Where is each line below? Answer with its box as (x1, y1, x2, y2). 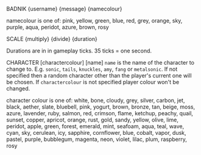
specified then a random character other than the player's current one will (6, 72, 192, 79)
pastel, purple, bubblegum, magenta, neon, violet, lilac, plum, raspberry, (6, 135, 188, 143)
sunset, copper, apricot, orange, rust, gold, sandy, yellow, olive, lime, (6, 116, 178, 123)
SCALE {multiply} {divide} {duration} (6, 35, 97, 42)
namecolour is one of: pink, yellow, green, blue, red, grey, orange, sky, (6, 17, 183, 24)
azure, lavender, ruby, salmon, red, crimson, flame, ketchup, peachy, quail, (6, 110, 194, 117)
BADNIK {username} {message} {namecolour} (6, 5, 122, 12)
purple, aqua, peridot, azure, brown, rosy (6, 24, 110, 31)
